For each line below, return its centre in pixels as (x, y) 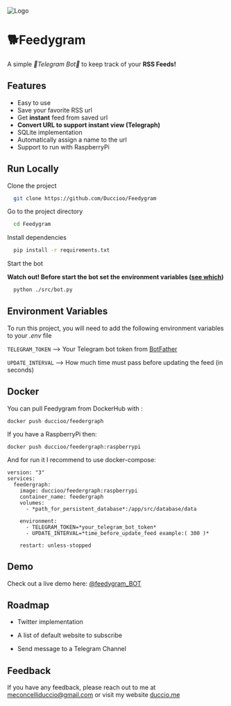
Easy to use (34, 102)
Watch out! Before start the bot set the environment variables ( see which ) (115, 277)
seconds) (21, 370)
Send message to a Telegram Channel (72, 649)
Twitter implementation (50, 622)
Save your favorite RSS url (54, 110)
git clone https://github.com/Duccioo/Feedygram (85, 198)
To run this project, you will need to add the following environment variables (115, 328)
